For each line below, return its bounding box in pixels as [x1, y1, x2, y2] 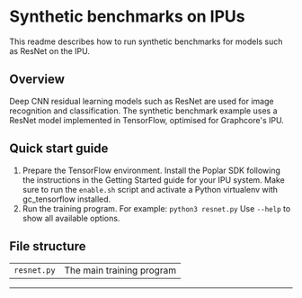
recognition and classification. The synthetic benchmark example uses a [9, 105, 278, 116]
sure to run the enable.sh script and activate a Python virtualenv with [22, 184, 279, 194]
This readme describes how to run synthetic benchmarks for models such [9, 36, 283, 47]
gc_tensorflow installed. [22, 194, 111, 204]
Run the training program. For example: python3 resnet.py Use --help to [22, 203, 291, 213]
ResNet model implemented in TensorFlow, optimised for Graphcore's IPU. [9, 114, 285, 125]
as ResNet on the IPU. [9, 45, 91, 56]
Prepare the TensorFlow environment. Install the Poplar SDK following [22, 165, 281, 176]
